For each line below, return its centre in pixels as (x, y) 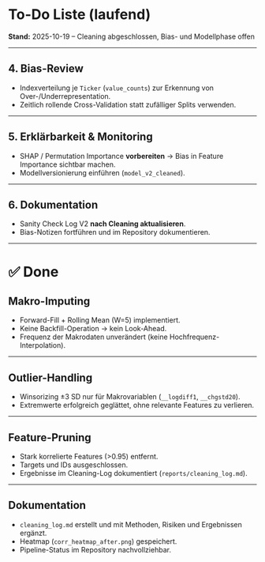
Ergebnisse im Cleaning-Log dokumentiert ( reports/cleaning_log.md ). (133, 473)
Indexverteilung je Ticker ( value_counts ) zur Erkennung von (117, 88)
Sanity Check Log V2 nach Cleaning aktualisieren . (103, 224)
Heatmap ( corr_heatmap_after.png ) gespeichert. (98, 541)
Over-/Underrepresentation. (65, 96)
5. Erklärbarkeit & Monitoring (80, 137)
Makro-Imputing (49, 301)
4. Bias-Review (46, 69)
